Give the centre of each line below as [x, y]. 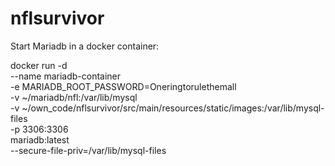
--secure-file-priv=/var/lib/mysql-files [88, 150]
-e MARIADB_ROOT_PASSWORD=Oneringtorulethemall [123, 86]
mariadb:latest [40, 139]
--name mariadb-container [66, 76]
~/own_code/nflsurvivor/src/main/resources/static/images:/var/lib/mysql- [173, 108]
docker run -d [39, 65]
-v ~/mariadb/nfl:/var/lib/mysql [74, 97]
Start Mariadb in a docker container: [85, 46]
